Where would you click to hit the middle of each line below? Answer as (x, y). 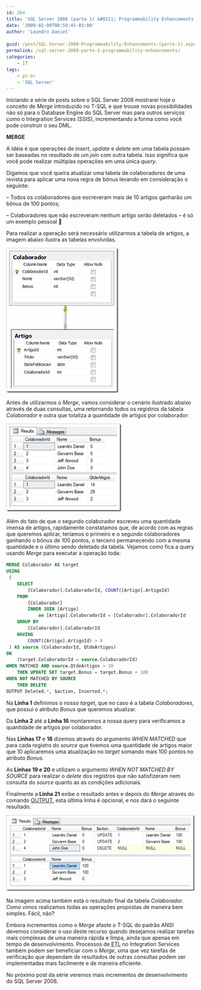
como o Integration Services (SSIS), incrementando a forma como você (94, 119)
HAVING (25, 634)
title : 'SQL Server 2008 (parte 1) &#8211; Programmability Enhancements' (101, 19)
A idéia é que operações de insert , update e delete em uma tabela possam (98, 149)
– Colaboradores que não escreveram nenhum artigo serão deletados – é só (100, 215)
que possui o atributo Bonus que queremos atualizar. (71, 709)
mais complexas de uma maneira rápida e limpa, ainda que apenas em (93, 937)
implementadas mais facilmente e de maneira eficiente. (74, 963)
